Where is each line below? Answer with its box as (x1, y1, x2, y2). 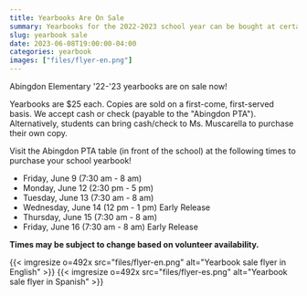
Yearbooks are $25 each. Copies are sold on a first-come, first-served (9, 99, 274, 110)
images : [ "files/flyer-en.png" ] (9, 56, 132, 65)
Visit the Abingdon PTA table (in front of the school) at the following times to (9, 145, 297, 156)
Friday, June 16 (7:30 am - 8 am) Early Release (22, 221, 199, 232)
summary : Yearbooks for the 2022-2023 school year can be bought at (9, 22, 276, 31)
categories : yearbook (9, 48, 92, 57)
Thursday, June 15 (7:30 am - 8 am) (22, 212, 158, 222)
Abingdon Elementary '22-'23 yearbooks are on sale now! (9, 81, 228, 91)
